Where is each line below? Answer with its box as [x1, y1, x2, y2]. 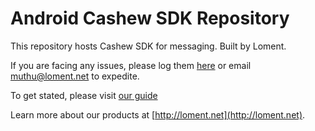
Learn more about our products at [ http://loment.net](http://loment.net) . [10, 108, 306, 121]
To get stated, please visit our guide [10, 89, 158, 101]
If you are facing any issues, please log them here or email [10, 59, 252, 71]
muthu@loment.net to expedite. [10, 70, 140, 82]
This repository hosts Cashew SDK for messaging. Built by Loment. [10, 40, 287, 52]
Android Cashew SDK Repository [10, 7, 290, 30]
